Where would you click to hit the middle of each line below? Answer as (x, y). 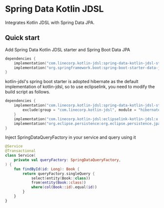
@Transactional (20, 151)
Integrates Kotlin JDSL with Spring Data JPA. (50, 22)
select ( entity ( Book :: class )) (61, 178)
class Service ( (20, 156)
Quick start (22, 38)
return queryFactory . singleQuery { (59, 174)
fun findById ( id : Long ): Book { (47, 169)
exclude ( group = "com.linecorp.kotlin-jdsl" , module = (80, 110)
